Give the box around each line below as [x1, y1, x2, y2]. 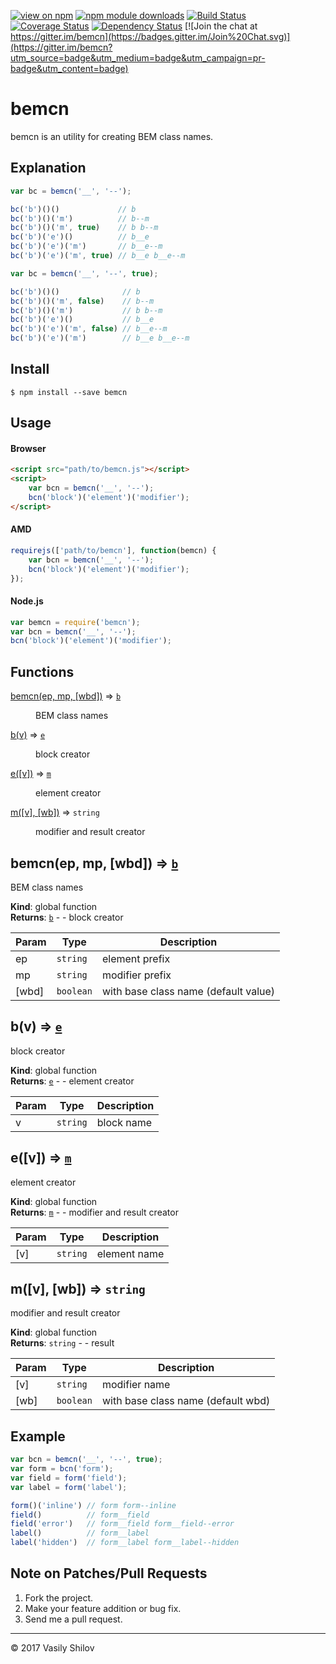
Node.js [10, 595, 44, 607]
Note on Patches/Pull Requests [10, 1565, 208, 1582]
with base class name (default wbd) [101, 1394, 271, 1408]
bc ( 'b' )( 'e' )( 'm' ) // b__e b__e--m [10, 333, 190, 344]
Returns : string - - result [10, 1337, 115, 1349]
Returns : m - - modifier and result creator [10, 1206, 179, 1218]
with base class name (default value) [101, 984, 276, 998]
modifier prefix [101, 968, 172, 982]
